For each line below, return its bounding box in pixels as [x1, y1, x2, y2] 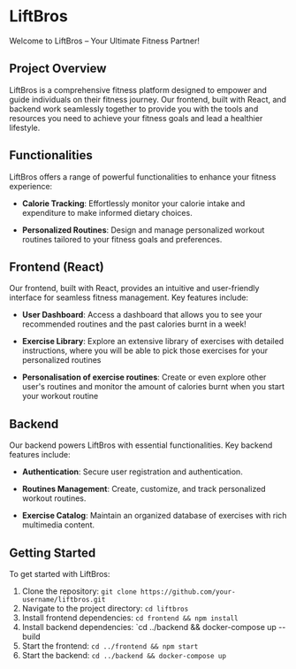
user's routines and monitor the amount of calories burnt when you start [21, 381, 285, 392]
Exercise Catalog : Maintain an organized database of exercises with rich [21, 511, 287, 521]
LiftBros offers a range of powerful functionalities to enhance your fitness [9, 171, 277, 182]
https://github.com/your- [140, 588, 236, 596]
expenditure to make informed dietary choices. [21, 207, 193, 218]
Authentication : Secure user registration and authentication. [21, 466, 243, 477]
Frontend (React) [9, 259, 104, 274]
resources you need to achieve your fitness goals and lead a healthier [9, 112, 263, 123]
